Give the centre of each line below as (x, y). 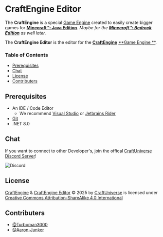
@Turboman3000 (30, 225)
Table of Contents (27, 55)
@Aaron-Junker (28, 230)
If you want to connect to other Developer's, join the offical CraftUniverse (79, 151)
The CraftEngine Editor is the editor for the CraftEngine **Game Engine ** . (81, 42)
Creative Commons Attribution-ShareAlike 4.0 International (64, 197)
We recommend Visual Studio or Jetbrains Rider (67, 114)
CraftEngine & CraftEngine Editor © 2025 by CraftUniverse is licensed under (81, 192)
